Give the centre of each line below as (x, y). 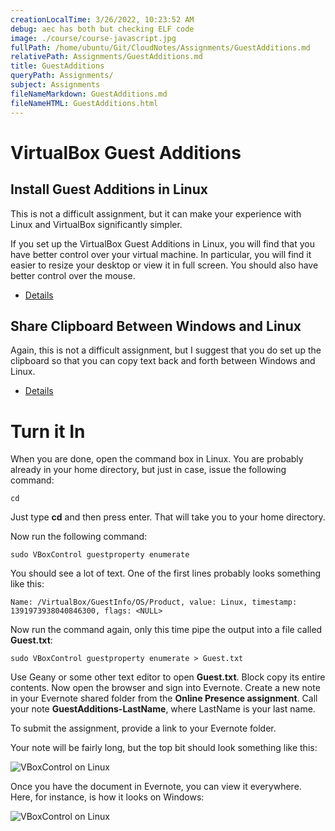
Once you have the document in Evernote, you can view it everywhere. (156, 787)
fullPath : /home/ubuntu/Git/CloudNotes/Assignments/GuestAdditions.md (160, 47)
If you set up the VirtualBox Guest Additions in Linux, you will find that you (163, 243)
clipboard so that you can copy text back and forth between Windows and (163, 361)
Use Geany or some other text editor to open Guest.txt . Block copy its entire (168, 677)
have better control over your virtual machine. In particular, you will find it (161, 254)
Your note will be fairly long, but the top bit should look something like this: (164, 748)
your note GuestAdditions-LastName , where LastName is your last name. (163, 709)
